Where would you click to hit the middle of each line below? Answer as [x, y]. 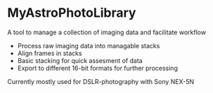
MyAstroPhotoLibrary [72, 13]
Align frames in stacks [50, 53]
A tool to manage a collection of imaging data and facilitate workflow [106, 32]
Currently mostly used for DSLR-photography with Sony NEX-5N [101, 81]
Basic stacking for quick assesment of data [80, 60]
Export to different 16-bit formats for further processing [97, 68]
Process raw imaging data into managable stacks [89, 45]
